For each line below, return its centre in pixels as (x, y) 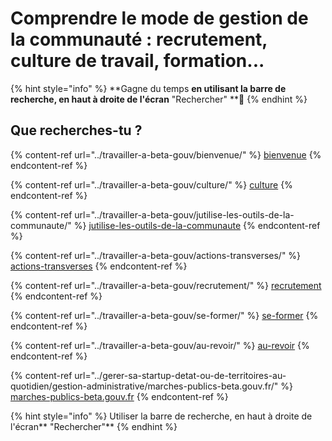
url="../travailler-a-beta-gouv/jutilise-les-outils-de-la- (184, 214)
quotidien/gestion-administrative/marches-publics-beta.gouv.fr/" (144, 386)
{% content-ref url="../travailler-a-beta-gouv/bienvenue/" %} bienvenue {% (166, 154)
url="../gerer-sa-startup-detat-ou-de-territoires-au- (180, 375)
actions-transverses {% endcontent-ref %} (99, 266)
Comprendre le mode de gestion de (159, 18)
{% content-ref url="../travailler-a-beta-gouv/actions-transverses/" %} (156, 255)
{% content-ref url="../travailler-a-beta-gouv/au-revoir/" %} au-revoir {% (160, 345)
